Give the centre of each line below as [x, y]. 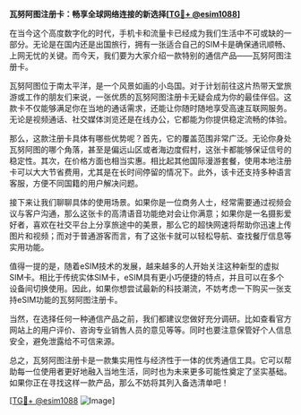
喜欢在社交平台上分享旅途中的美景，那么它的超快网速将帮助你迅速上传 [162, 225]
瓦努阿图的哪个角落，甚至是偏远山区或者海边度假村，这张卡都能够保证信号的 [150, 150]
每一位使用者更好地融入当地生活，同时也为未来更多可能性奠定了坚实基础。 [154, 372]
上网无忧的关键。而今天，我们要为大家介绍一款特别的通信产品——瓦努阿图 [146, 56]
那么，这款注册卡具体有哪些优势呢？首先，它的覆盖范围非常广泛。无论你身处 [150, 138]
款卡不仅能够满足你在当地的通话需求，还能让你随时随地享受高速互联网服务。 [150, 108]
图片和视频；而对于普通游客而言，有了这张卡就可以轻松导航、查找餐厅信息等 [150, 236]
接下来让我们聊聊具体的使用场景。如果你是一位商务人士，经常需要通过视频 [146, 202]
